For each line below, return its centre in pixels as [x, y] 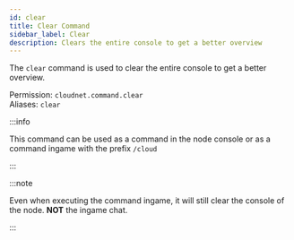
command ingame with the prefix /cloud [83, 149]
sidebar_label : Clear [50, 34]
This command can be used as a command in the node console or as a [140, 139]
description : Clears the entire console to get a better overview [136, 43]
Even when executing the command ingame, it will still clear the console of [147, 201]
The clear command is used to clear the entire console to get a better [138, 68]
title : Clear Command [50, 26]
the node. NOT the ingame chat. [69, 210]
